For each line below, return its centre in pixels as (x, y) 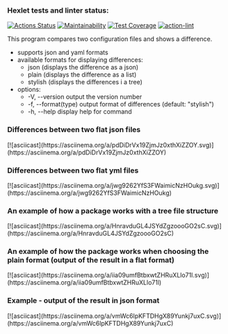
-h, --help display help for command (80, 112)
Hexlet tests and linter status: (58, 10)
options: (29, 90)
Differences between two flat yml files (73, 170)
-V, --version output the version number (85, 97)
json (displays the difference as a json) (83, 67)
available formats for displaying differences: (80, 60)
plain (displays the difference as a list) (82, 74)
